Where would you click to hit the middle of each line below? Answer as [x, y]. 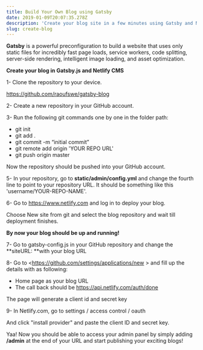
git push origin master [42, 155]
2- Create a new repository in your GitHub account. [70, 106]
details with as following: [37, 269]
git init [23, 129]
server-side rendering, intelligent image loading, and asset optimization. [96, 59]
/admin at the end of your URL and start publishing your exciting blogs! [95, 341]
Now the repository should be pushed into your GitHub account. [86, 167]
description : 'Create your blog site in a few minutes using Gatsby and [100, 23]
